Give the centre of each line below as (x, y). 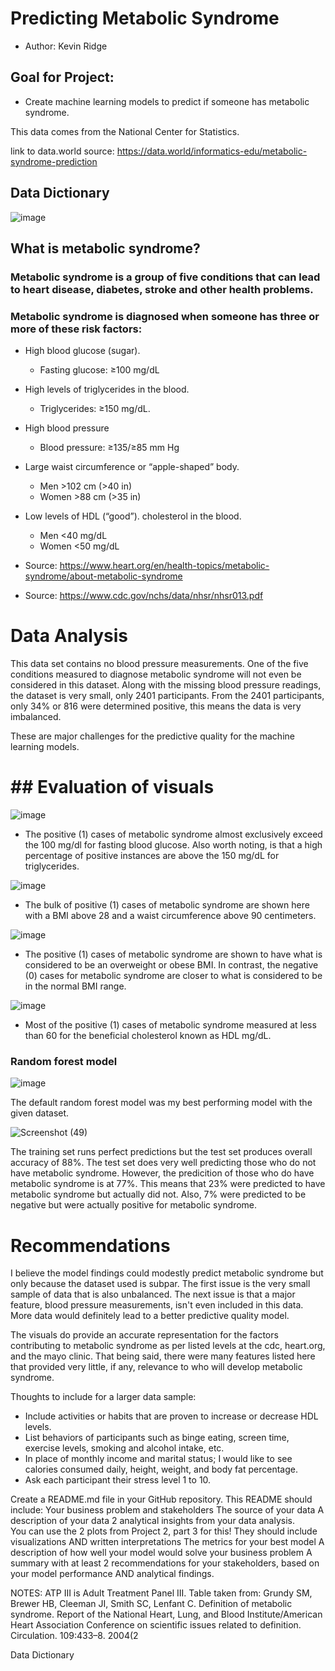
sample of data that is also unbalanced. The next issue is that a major (153, 1294)
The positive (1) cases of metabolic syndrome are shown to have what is (173, 954)
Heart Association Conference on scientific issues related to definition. (156, 1625)
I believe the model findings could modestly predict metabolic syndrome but (167, 1273)
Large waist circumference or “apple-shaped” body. (132, 467)
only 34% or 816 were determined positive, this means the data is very (156, 706)
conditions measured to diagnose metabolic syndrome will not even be (156, 674)
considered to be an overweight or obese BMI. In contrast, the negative (171, 965)
